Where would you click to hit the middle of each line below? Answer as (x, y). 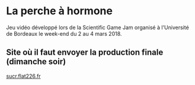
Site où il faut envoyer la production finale (85, 53)
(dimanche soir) (36, 62)
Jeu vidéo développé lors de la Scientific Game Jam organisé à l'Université (98, 27)
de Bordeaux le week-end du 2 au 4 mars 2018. (64, 33)
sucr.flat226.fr (23, 76)
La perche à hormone (59, 11)
